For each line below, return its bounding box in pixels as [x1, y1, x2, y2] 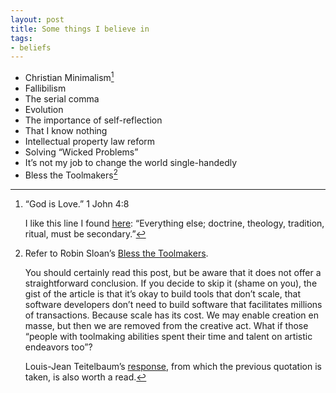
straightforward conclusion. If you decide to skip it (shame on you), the [24, 277, 318, 289]
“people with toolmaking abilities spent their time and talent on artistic [24, 330, 313, 342]
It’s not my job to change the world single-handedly [24, 156, 238, 168]
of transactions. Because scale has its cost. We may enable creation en [24, 309, 319, 321]
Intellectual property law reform [24, 135, 156, 147]
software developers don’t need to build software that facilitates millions [24, 298, 323, 310]
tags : [10, 33, 33, 43]
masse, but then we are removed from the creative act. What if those [24, 319, 309, 331]
